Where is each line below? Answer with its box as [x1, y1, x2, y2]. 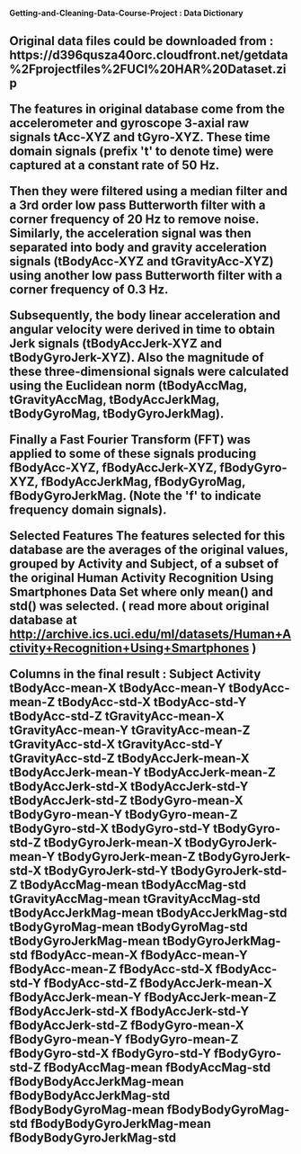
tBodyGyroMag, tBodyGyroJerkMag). [9, 407, 225, 422]
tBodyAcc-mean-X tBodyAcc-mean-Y [9, 681, 226, 696]
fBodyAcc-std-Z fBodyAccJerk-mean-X [43, 976, 272, 991]
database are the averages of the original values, [9, 542, 289, 558]
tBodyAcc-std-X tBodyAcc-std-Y [57, 694, 247, 710]
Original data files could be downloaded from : [9, 33, 274, 49]
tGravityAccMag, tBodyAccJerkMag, [9, 392, 220, 407]
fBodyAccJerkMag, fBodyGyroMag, [40, 474, 245, 489]
